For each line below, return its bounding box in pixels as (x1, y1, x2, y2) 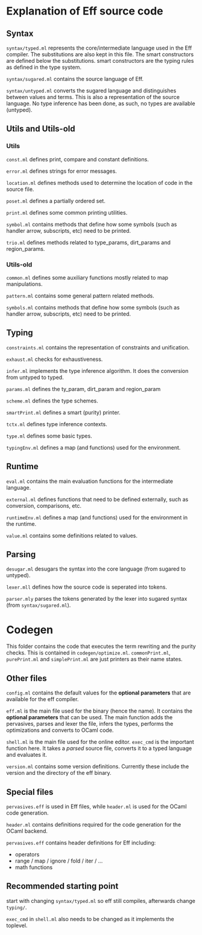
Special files (6, 787, 54, 797)
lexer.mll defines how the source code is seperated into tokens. (6, 583, 168, 590)
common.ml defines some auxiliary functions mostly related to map (6, 274, 169, 281)
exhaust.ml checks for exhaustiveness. (6, 355, 103, 363)
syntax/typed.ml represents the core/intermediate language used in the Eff (6, 44, 192, 51)
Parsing (6, 549, 36, 560)
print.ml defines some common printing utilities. (6, 209, 128, 216)
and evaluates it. (6, 751, 47, 759)
